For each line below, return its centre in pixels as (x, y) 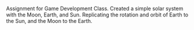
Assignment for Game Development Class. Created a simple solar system (95, 9)
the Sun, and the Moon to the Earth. (49, 21)
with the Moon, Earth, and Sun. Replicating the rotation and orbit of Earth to (97, 15)
